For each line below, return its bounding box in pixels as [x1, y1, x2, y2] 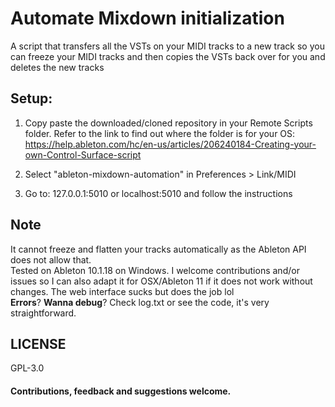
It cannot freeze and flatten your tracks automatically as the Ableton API [10, 243, 307, 255]
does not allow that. [10, 253, 92, 266]
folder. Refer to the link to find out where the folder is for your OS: [24, 127, 296, 139]
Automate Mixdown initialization [10, 7, 285, 30]
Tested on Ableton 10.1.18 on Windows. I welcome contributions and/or [10, 264, 300, 276]
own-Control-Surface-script [24, 148, 142, 161]
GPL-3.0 [10, 362, 45, 374]
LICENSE [10, 335, 67, 352]
